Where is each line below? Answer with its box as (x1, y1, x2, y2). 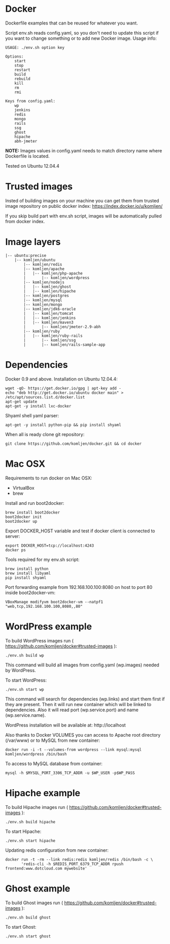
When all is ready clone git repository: (5, 431, 85, 437)
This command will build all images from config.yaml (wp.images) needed (5, 662, 160, 668)
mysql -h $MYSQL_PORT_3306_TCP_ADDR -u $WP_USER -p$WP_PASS (5, 770, 135, 775)
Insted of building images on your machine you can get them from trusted (5, 197, 159, 204)
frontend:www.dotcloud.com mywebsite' (5, 866, 87, 871)
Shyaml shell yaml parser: (5, 412, 59, 418)
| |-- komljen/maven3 (23, 319, 74, 325)
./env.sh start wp (5, 687, 44, 692)
